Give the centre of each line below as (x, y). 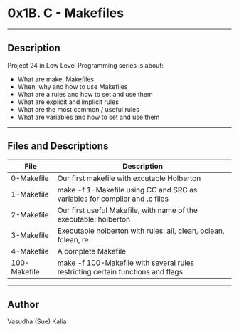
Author (23, 304)
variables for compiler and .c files (113, 199)
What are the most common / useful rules (79, 109)
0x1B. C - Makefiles (66, 13)
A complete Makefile (92, 251)
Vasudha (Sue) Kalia (37, 321)
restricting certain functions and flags (120, 271)
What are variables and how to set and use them (89, 117)
